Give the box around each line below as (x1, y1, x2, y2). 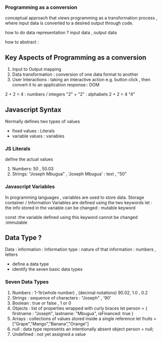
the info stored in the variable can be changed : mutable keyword (5, 205, 136, 211)
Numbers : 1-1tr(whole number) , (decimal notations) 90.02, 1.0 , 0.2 (12, 290, 148, 296)
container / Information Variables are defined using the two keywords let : (5, 199, 152, 205)
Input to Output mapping (12, 66, 62, 72)
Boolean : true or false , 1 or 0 (12, 300, 72, 306)
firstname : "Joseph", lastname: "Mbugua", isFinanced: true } (12, 310, 134, 316)
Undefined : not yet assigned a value (12, 331, 86, 337)
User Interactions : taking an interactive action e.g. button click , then (12, 77, 151, 83)
